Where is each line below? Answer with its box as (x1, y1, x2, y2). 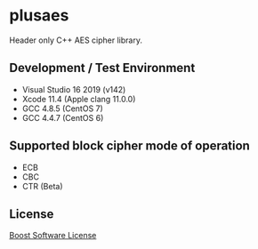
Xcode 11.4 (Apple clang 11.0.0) (21, 93, 136, 104)
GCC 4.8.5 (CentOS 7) (21, 103, 104, 114)
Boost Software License (9, 230, 97, 241)
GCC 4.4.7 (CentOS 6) (21, 112, 104, 123)
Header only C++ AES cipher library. (9, 35, 142, 45)
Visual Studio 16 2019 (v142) (21, 84, 126, 94)
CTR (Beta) (21, 181, 64, 191)
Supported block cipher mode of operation (9, 139, 251, 154)
